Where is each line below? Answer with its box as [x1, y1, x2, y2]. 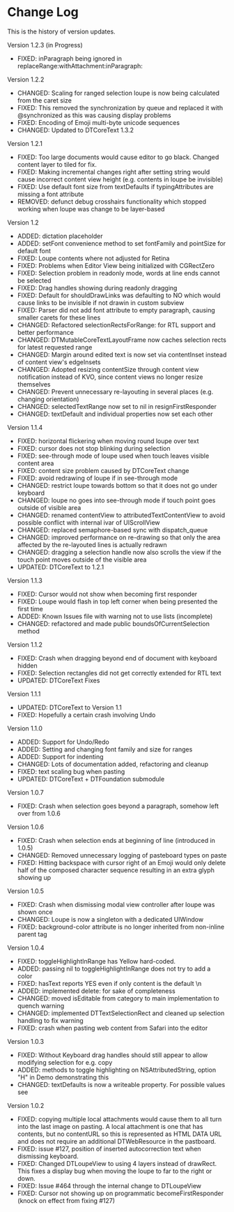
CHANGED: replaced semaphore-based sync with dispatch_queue [17, 525, 208, 534]
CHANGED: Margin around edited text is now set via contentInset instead [17, 350, 227, 359]
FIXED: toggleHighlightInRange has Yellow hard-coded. [17, 957, 176, 965]
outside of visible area [17, 503, 81, 511]
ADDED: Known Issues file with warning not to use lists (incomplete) [17, 612, 213, 620]
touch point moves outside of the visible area [17, 555, 147, 564]
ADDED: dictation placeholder [17, 232, 103, 240]
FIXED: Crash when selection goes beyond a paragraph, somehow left [17, 802, 219, 810]
